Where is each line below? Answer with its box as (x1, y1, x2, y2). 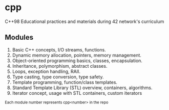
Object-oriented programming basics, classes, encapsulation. (12, 58, 143, 64)
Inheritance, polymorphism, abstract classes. (12, 63, 108, 69)
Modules (5, 33, 34, 42)
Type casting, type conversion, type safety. (12, 73, 104, 80)
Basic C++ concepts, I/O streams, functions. (12, 46, 106, 52)
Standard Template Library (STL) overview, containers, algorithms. (12, 85, 153, 91)
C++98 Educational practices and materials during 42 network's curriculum (5, 18, 164, 24)
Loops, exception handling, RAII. (12, 68, 80, 74)
